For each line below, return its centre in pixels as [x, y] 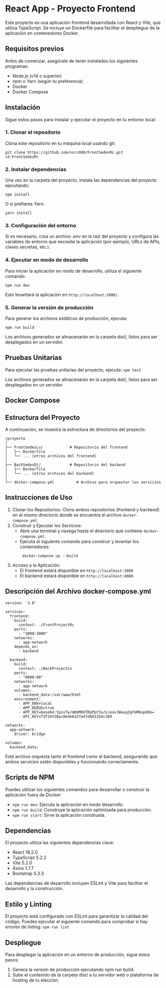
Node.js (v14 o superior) [37, 76]
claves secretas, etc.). [28, 247]
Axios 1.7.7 [23, 868]
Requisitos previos [35, 49]
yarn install [19, 213]
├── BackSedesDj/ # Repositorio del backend [65, 465]
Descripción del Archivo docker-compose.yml [78, 591]
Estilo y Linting [29, 904]
